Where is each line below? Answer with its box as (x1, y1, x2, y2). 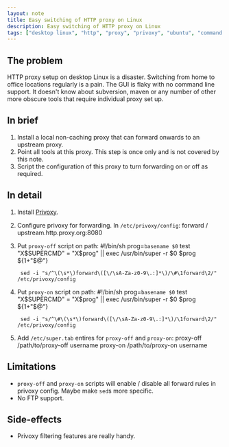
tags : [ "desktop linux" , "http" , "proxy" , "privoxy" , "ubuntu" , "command (7, 29, 223, 36)
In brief (7, 115, 39, 127)
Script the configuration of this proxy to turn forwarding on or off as (16, 162, 208, 171)
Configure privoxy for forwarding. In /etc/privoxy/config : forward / (16, 221, 208, 229)
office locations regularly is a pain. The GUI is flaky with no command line (7, 80, 215, 89)
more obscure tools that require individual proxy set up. (7, 95, 164, 103)
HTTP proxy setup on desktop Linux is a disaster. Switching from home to (7, 73, 215, 81)
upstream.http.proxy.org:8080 (16, 228, 103, 237)
